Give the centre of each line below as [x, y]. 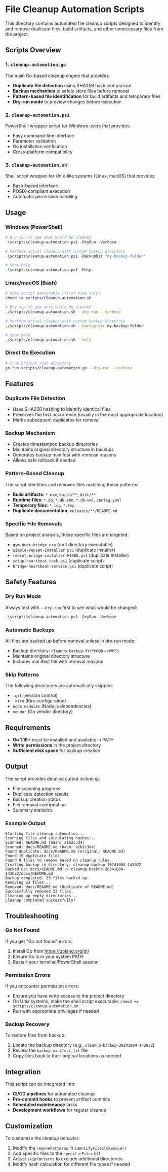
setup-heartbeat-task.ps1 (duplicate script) [58, 561]
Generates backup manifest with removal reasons [64, 455]
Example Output [26, 823]
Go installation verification [40, 146]
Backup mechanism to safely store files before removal [71, 91]
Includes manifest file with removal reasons [58, 661]
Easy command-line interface [43, 135]
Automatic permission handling [45, 197]
